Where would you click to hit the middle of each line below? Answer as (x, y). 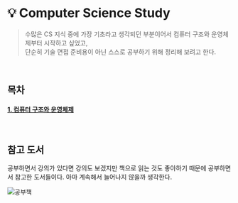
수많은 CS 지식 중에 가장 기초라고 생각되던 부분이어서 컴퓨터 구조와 (117, 34)
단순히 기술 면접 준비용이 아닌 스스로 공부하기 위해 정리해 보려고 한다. (120, 52)
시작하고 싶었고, (66, 43)
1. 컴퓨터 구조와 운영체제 (41, 109)
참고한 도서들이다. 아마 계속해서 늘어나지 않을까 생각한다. (93, 177)
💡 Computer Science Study (89, 13)
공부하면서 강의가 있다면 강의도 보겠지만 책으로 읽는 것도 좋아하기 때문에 (107, 168)
